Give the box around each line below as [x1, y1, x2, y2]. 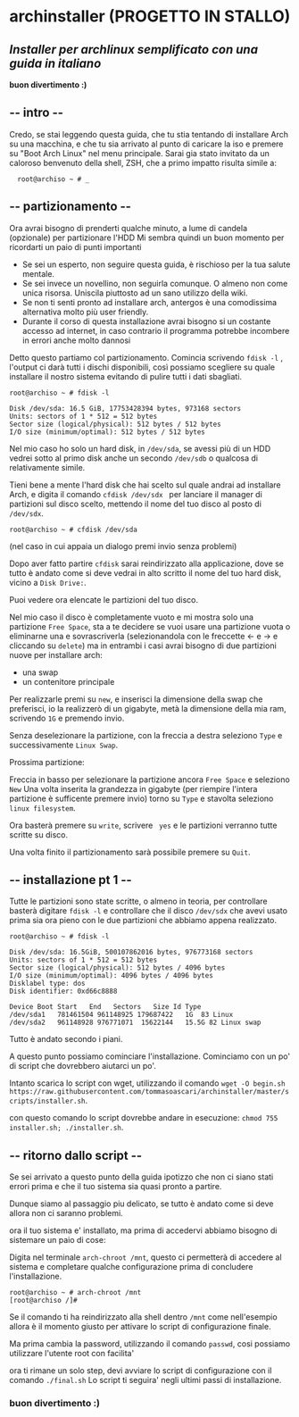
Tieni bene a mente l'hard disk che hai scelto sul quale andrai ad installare [9, 479, 281, 490]
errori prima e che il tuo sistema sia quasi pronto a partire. [9, 1181, 222, 1192]
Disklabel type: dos [9, 979, 87, 988]
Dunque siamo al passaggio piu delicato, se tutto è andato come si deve [9, 1198, 274, 1209]
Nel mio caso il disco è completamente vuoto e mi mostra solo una [9, 612, 254, 622]
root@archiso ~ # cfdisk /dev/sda [9, 525, 138, 534]
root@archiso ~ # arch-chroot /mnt [9, 1288, 142, 1297]
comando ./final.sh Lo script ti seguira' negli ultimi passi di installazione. [9, 1375, 282, 1386]
